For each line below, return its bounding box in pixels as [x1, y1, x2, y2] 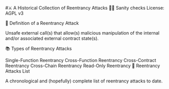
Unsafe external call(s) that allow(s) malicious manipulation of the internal [5, 30, 159, 36]
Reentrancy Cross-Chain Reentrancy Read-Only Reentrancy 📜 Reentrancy [5, 63, 160, 69]
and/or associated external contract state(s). [5, 36, 99, 41]
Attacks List [5, 68, 30, 74]
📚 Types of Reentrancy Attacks [5, 46, 72, 51]
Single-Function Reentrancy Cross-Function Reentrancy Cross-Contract [5, 57, 156, 63]
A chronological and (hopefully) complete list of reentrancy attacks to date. [5, 78, 163, 84]
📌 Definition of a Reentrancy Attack [5, 20, 79, 26]
